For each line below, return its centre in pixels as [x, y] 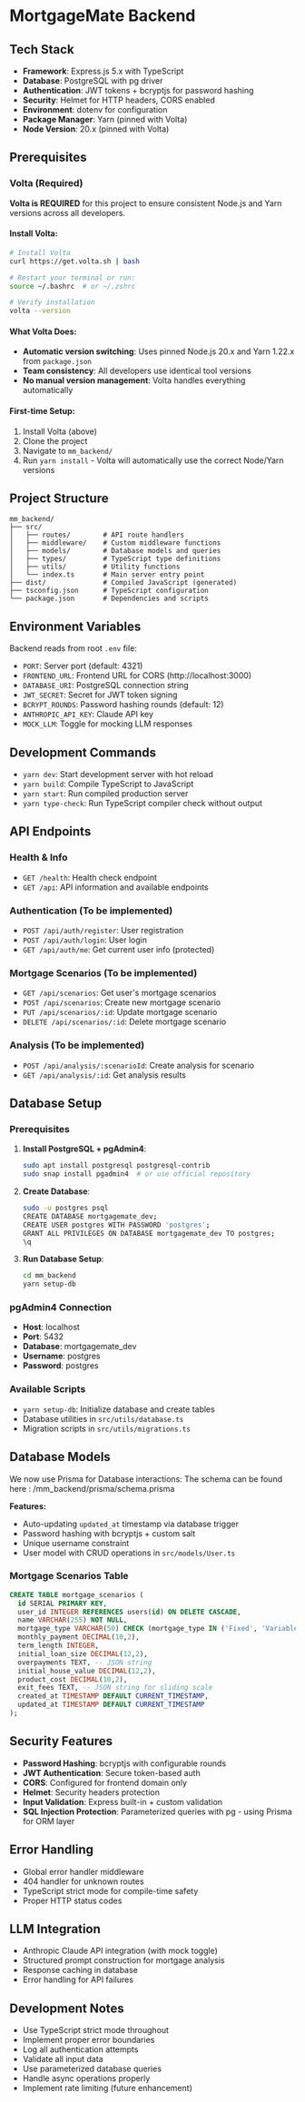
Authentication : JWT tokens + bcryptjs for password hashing [138, 90]
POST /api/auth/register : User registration [103, 930]
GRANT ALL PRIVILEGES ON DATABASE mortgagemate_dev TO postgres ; [148, 1233]
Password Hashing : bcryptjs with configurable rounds [124, 1763]
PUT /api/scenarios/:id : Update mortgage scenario [120, 1012]
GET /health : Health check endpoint [89, 877]
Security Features [61, 1741]
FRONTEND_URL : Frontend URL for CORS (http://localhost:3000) [137, 676]
